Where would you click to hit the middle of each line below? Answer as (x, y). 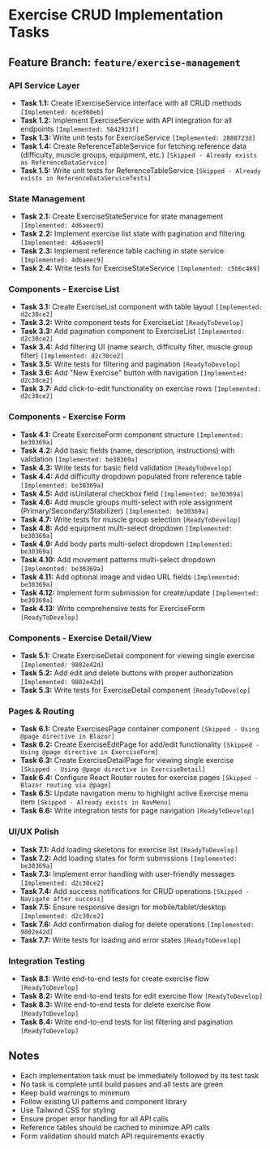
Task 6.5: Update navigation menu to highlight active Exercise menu (134, 793)
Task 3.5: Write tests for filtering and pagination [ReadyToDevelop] (130, 364)
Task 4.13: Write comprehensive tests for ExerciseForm (112, 608)
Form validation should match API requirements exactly (112, 1136)
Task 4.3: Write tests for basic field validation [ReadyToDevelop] (126, 467)
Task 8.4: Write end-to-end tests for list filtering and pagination (126, 1021)
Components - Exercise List (64, 289)
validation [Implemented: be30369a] (79, 459)
